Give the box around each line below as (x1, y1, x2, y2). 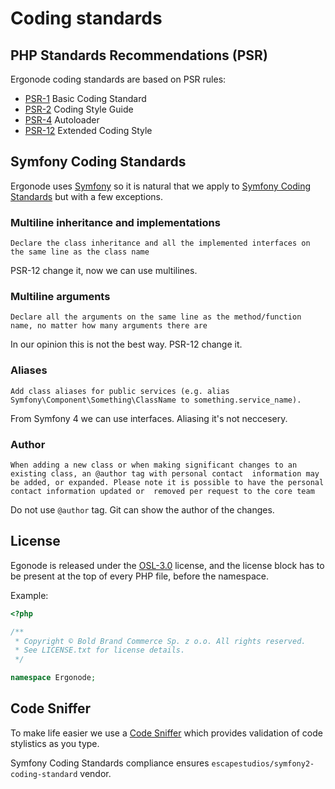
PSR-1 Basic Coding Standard (24, 93, 147, 104)
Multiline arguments (10, 290, 111, 304)
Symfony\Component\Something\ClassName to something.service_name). (10, 395, 302, 405)
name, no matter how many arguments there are (10, 321, 208, 331)
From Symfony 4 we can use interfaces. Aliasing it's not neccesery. (10, 412, 288, 424)
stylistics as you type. (10, 737, 100, 749)
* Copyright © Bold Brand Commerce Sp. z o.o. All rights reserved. (14, 636, 307, 646)
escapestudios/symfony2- (211, 758, 315, 769)
